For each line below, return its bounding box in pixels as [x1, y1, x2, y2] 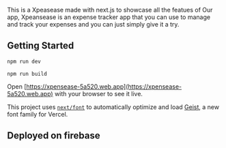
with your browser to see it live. [54, 89, 143, 98]
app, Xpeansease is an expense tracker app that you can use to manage [7, 13, 210, 21]
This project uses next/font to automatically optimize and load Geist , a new [7, 102, 220, 111]
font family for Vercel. [7, 110, 68, 118]
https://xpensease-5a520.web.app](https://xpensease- [26, 82, 182, 91]
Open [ [7, 82, 27, 91]
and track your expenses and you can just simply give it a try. [7, 20, 180, 28]
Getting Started [7, 40, 74, 52]
